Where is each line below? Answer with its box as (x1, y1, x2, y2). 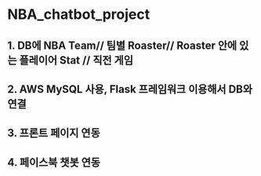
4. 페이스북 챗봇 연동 (7, 156, 101, 169)
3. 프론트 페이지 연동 (7, 126, 100, 140)
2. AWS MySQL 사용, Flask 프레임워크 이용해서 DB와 (7, 82, 252, 96)
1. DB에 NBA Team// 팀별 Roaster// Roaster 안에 (7, 38, 237, 52)
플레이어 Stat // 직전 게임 (19, 53, 134, 67)
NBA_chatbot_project (7, 5, 150, 24)
